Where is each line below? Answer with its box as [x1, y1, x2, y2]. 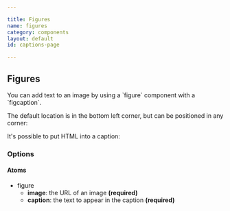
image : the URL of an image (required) [27, 189, 139, 197]
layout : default [7, 35, 54, 42]
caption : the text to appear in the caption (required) [27, 196, 175, 204]
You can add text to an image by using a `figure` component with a [7, 90, 196, 99]
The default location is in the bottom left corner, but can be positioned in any [7, 111, 224, 120]
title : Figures [7, 16, 51, 23]
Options [7, 149, 34, 158]
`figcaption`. [7, 98, 42, 106]
